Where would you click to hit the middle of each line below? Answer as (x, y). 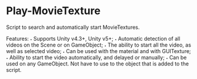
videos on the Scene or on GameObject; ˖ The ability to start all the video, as (98, 45)
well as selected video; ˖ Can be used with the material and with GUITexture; (98, 51)
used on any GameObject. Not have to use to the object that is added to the (98, 64)
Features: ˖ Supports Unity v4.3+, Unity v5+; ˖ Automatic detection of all (93, 38)
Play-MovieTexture (54, 11)
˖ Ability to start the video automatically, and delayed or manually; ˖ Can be (96, 57)
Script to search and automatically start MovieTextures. (73, 27)
